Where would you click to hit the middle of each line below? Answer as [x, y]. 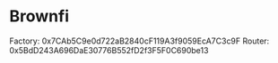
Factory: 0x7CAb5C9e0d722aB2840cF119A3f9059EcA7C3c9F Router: [139, 41]
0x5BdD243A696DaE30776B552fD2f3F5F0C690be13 [109, 50]
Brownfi [39, 16]
